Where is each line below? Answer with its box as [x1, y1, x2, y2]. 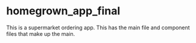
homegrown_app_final [6, 4, 121, 18]
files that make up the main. [6, 30, 75, 37]
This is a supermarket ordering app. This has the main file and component [6, 24, 190, 31]
